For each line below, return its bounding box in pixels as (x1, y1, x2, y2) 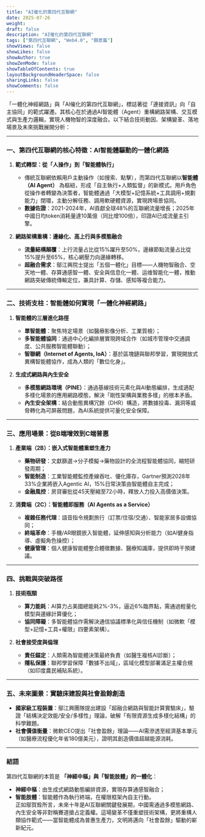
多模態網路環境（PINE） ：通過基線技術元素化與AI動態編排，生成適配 (24, 384, 195, 391)
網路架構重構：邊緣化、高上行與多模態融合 (15, 233, 123, 240)
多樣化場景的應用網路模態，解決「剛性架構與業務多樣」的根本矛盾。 (24, 391, 196, 398)
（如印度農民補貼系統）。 (24, 667, 87, 674)
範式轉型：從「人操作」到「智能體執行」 (15, 161, 117, 168)
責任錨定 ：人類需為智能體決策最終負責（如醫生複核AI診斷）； (24, 652, 177, 659)
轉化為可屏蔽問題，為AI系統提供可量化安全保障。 (29, 406, 153, 414)
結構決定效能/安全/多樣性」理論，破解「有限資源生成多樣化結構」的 (26, 712, 196, 720)
